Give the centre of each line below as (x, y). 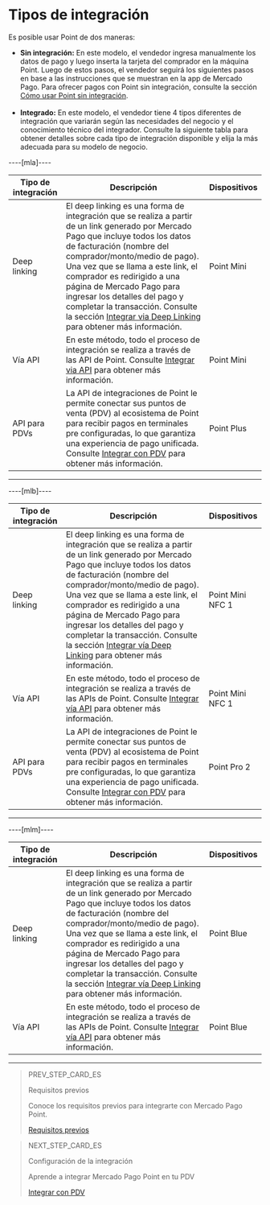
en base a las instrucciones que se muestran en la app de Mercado (131, 78)
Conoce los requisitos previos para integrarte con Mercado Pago (135, 1105)
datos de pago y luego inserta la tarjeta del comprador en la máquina (134, 61)
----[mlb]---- (30, 491)
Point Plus (228, 428)
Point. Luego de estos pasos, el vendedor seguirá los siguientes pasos (137, 69)
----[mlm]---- (31, 829)
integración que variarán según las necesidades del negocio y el (127, 121)
